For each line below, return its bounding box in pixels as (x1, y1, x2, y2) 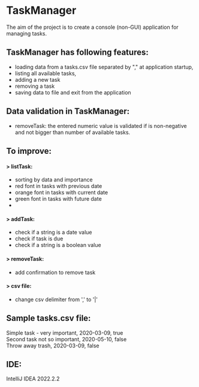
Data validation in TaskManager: (6, 106, 130, 117)
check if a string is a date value (14, 229, 92, 236)
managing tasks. (6, 29, 47, 37)
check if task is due (14, 235, 64, 242)
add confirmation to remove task (14, 269, 96, 276)
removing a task (14, 82, 55, 90)
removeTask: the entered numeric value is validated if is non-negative (14, 122, 187, 129)
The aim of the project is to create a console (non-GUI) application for (6, 23, 179, 31)
